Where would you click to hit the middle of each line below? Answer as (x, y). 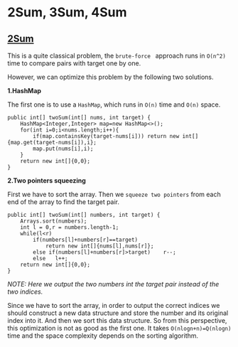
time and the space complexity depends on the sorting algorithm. (103, 336)
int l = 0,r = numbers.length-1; (70, 228)
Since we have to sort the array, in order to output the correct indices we (114, 305)
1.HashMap (24, 91)
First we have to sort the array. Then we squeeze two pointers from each (114, 194)
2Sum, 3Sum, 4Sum (67, 12)
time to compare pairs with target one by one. (74, 63)
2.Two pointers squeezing (47, 181)
